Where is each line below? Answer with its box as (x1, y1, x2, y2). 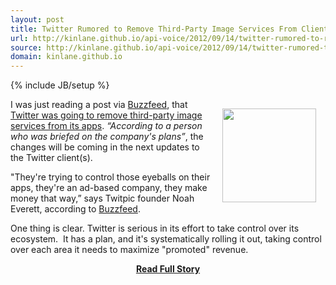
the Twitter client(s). (10, 152, 93, 164)
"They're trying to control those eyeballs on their (10, 171, 211, 183)
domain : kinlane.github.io (10, 52, 123, 62)
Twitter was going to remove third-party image (10, 109, 203, 121)
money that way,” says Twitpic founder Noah (10, 192, 195, 205)
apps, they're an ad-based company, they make (10, 182, 208, 194)
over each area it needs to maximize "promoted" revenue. (10, 244, 249, 256)
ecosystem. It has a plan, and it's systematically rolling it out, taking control (10, 233, 322, 245)
